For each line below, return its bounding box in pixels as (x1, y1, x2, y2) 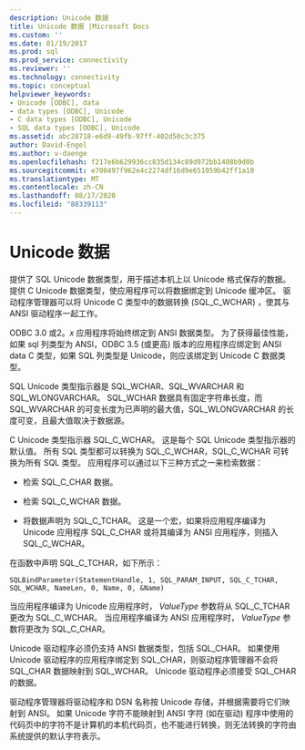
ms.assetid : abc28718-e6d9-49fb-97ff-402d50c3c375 (9, 132, 206, 141)
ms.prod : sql (9, 47, 59, 57)
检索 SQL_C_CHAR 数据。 (22, 476, 118, 488)
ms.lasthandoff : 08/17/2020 (9, 191, 117, 200)
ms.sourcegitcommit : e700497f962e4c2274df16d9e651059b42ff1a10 (9, 166, 255, 175)
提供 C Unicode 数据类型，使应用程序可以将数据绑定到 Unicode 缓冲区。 (9, 284, 281, 296)
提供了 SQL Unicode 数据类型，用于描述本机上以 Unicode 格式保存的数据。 (9, 273, 291, 284)
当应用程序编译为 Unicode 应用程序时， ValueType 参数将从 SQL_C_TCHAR (9, 601, 290, 611)
